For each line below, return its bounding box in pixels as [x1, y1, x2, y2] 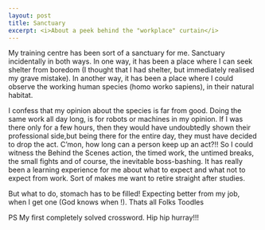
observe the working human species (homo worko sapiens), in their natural [8, 82, 255, 92]
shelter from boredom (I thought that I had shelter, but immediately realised [8, 65, 255, 75]
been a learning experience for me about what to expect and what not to [8, 165, 246, 175]
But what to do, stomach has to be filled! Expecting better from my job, [8, 189, 240, 199]
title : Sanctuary [8, 19, 66, 27]
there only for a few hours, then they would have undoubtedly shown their [8, 123, 251, 132]
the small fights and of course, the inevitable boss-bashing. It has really [8, 157, 243, 166]
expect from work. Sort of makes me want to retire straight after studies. [8, 173, 245, 183]
